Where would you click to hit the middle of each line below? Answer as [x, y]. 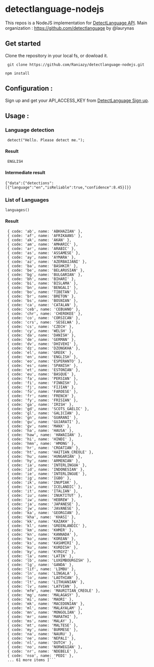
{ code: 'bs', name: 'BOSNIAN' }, [43, 301]
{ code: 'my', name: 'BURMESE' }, [43, 630]
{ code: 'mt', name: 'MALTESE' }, [43, 625]
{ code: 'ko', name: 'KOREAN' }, [42, 539]
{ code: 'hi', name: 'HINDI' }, [40, 439]
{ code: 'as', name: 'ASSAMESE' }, [44, 253]
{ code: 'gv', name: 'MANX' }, [39, 427]
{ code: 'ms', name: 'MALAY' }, [40, 621]
